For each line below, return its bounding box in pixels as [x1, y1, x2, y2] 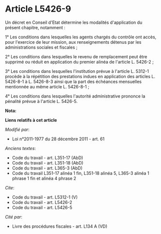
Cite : [5, 184, 15, 190]
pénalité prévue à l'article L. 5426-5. [5, 98, 78, 104]
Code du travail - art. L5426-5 [12, 204, 73, 210]
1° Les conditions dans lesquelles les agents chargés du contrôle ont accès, [5, 34, 157, 40]
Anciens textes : [5, 145, 36, 151]
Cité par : [5, 214, 23, 219]
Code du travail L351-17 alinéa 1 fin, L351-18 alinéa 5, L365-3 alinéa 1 [12, 170, 149, 176]
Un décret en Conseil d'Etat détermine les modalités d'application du [5, 19, 143, 25]
